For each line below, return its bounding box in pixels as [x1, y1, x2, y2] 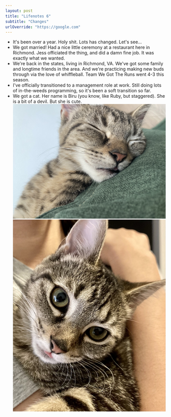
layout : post [5, 8, 33, 13]
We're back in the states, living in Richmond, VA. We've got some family [12, 61, 164, 67]
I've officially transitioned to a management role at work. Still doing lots [12, 82, 162, 89]
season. [12, 77, 30, 83]
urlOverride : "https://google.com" [5, 24, 81, 30]
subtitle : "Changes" [5, 19, 49, 24]
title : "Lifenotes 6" [5, 13, 51, 19]
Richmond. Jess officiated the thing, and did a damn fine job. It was [12, 50, 154, 56]
